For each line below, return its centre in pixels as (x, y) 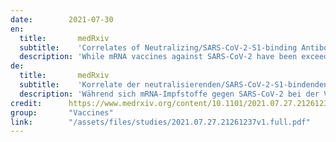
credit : (26, 103)
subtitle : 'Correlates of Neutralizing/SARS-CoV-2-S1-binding (158, 47)
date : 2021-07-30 (62, 19)
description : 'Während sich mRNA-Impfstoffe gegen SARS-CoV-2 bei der (169, 94)
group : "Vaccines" (62, 112)
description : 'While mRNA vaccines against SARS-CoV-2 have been (158, 57)
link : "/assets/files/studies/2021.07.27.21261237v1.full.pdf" (160, 122)
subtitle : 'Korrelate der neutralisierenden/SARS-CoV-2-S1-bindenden (174, 85)
